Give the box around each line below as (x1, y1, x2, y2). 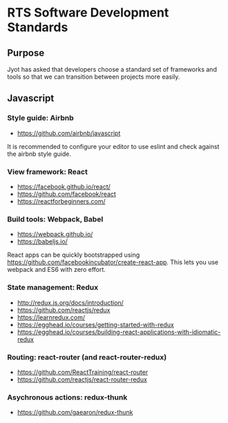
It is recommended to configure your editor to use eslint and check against (7, 142, 220, 150)
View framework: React (7, 167, 88, 177)
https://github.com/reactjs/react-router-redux (17, 375, 147, 384)
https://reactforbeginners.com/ (17, 197, 106, 205)
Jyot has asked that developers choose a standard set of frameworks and (7, 66, 218, 73)
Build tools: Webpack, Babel (7, 214, 104, 224)
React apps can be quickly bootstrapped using (7, 250, 140, 259)
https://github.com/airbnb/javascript (17, 129, 121, 137)
